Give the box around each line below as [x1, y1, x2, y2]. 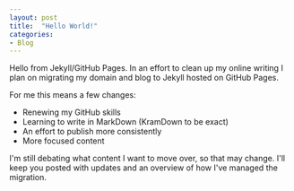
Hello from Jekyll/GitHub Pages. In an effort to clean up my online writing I [9, 63, 284, 74]
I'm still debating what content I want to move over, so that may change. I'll [9, 153, 285, 164]
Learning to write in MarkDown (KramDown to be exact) [22, 117, 229, 127]
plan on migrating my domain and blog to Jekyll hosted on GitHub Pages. [9, 73, 280, 83]
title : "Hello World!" [9, 22, 99, 30]
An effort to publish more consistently [22, 126, 162, 137]
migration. [9, 172, 48, 183]
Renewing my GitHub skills [22, 107, 121, 117]
